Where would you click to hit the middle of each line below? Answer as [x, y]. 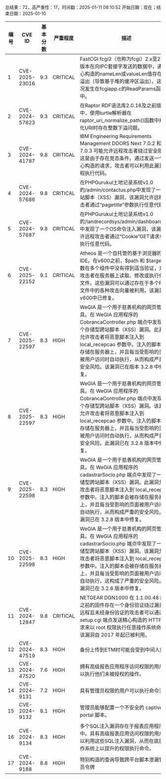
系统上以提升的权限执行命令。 [120, 748]
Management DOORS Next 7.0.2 [118, 143]
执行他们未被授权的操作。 [115, 674]
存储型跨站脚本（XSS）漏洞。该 [122, 406]
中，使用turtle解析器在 [106, 113]
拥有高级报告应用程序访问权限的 [117, 667]
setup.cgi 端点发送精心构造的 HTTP [121, 620]
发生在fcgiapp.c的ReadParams [120, 89]
